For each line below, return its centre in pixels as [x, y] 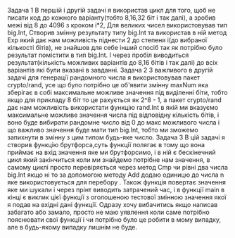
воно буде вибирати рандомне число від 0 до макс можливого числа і [114, 122]
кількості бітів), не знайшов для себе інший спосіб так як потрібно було [115, 48]
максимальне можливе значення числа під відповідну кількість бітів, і [113, 115]
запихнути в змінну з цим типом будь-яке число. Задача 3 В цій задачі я [116, 137]
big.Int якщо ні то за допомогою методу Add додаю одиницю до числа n [116, 175]
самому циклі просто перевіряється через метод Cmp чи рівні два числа [118, 167]
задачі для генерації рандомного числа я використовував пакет [104, 77]
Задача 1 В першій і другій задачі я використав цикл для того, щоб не [112, 10]
